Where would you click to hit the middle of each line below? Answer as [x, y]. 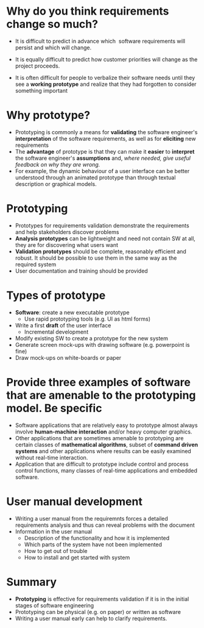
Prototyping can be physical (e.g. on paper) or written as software [98, 612]
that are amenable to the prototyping [101, 395]
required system [36, 264]
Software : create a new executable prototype [72, 312]
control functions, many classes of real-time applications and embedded [106, 470]
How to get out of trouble [56, 551]
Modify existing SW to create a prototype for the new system [92, 338]
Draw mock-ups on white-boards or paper [68, 357]
